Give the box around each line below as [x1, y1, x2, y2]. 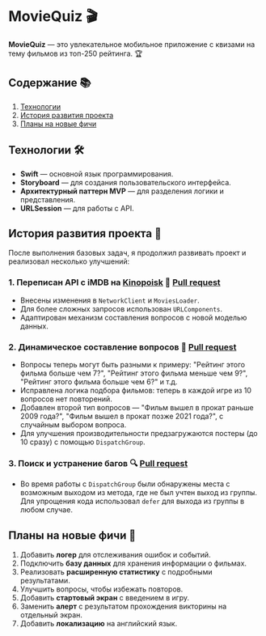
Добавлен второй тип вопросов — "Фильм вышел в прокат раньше [19, 402, 254, 412]
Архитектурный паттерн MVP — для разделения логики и [19, 186, 225, 196]
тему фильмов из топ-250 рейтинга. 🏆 [8, 49, 143, 58]
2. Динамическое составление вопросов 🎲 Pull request [8, 341, 237, 353]
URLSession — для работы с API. [19, 203, 135, 213]
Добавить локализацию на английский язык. [19, 619, 178, 629]
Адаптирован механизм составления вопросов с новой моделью [19, 312, 247, 322]
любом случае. [19, 505, 73, 515]
